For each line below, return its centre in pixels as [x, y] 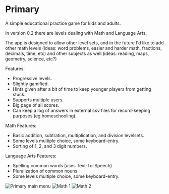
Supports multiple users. [38, 100]
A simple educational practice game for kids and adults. [63, 23]
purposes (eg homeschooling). [44, 116]
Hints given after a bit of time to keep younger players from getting [82, 89]
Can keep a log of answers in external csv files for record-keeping [81, 110]
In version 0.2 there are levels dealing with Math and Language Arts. [76, 33]
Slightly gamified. [31, 84]
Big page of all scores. [36, 105]
